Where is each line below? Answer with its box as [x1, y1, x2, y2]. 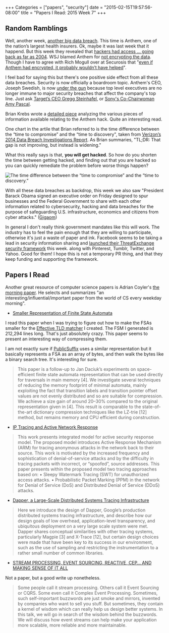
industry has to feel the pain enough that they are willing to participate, [5, 229, 152, 235]
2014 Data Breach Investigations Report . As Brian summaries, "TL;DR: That [5, 136, 161, 143]
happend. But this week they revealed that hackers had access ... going [5, 48, 154, 54]
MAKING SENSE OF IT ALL [12, 565, 68, 571]
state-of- [142, 404, 161, 410]
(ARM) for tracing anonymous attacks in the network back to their [17, 444, 154, 450]
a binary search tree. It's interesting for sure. [5, 356, 98, 362]
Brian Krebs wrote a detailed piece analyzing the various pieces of [5, 110, 143, 117]
